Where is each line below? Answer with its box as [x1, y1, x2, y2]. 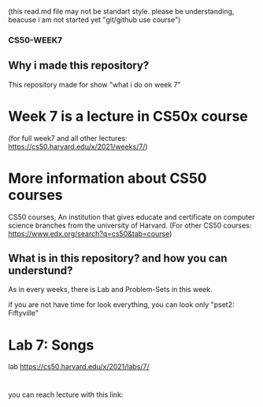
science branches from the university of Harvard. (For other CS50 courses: [8, 220, 252, 230]
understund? [8, 264, 73, 277]
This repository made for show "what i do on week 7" [8, 80, 181, 89]
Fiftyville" [8, 309, 39, 318]
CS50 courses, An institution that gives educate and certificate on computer [8, 212, 255, 221]
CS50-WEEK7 [8, 35, 63, 46]
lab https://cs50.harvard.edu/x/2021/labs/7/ [8, 362, 150, 372]
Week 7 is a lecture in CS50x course [8, 107, 248, 125]
